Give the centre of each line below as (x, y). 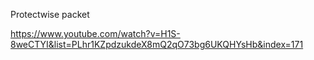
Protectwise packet (50, 14)
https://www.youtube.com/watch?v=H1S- (95, 33)
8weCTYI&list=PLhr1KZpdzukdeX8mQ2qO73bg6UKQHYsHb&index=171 (157, 44)
